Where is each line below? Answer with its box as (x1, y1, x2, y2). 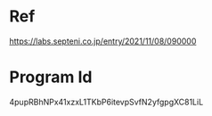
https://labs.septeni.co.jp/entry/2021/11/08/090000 (9, 36, 197, 46)
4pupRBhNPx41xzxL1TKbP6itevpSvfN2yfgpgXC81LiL (9, 96, 204, 107)
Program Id (9, 67, 93, 87)
